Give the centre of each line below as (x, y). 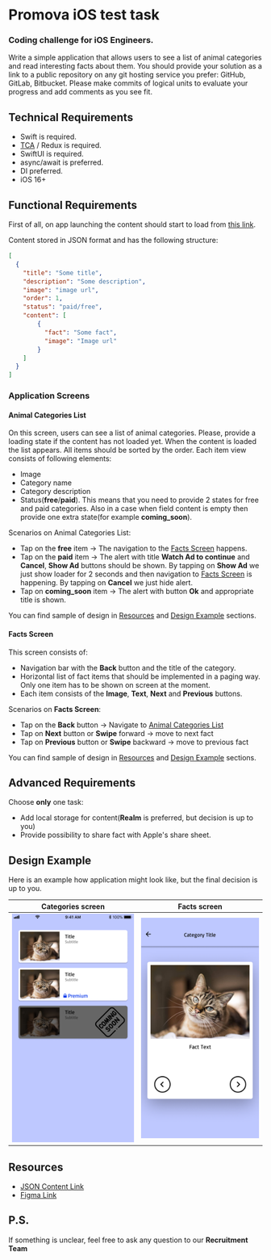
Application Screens (49, 396)
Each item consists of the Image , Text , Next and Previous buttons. (131, 693)
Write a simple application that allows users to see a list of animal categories (135, 57)
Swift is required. (48, 137)
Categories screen (73, 906)
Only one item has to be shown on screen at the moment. (115, 684)
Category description (55, 492)
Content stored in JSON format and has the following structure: (113, 241)
